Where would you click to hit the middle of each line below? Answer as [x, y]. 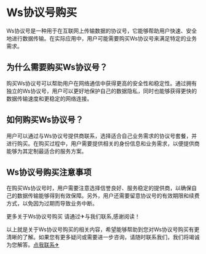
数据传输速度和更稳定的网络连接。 [49, 98]
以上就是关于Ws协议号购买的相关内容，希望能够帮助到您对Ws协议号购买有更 [103, 229]
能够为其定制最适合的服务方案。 [47, 151]
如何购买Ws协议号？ [45, 120]
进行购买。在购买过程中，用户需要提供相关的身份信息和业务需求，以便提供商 [103, 143]
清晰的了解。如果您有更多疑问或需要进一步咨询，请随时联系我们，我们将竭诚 [103, 237]
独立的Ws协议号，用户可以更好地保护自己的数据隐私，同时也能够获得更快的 [102, 91]
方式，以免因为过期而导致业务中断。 [52, 204]
